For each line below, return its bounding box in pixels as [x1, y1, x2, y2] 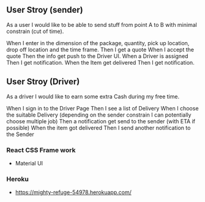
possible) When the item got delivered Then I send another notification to [6, 124, 191, 131]
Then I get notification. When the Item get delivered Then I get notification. [6, 59, 195, 66]
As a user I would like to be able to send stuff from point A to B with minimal [6, 21, 197, 28]
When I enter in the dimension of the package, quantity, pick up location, [6, 39, 190, 46]
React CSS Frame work [6, 146, 76, 154]
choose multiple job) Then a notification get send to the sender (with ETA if [6, 117, 196, 124]
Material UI [15, 159, 43, 167]
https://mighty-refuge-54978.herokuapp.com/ [15, 189, 132, 196]
